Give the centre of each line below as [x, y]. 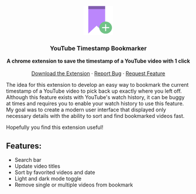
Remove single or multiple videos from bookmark [74, 185]
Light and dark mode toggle [48, 179]
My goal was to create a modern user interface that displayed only [86, 110]
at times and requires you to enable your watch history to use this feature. [95, 104]
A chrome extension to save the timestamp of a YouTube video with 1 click [98, 61]
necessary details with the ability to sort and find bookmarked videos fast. [95, 116]
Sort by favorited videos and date [55, 172]
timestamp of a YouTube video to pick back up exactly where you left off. [94, 91]
